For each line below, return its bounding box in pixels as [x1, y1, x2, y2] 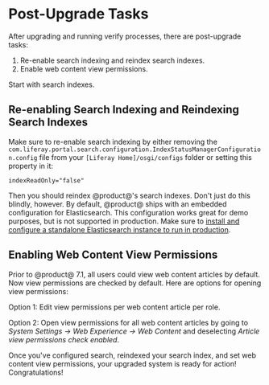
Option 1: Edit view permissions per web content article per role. [8, 302, 221, 312]
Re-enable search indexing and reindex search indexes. [19, 55, 205, 65]
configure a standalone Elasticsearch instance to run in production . [8, 224, 231, 234]
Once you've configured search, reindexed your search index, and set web [8, 350, 256, 360]
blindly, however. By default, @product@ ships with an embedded [8, 199, 227, 209]
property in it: [8, 161, 54, 170]
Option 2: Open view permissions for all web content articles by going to [8, 317, 248, 327]
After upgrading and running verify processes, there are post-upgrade [8, 31, 242, 41]
